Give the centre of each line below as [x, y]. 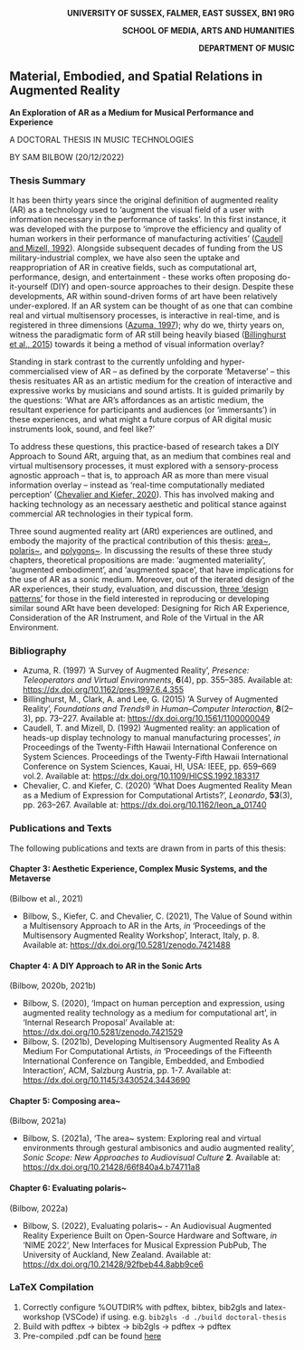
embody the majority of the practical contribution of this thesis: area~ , [140, 541]
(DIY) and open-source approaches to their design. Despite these [171, 287]
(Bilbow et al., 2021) [46, 898]
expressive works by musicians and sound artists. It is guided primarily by [147, 391]
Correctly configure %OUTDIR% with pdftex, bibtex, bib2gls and [142, 1307]
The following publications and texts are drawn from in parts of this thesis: [148, 848]
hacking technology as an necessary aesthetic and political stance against [148, 505]
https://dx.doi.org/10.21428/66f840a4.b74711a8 [111, 1167]
